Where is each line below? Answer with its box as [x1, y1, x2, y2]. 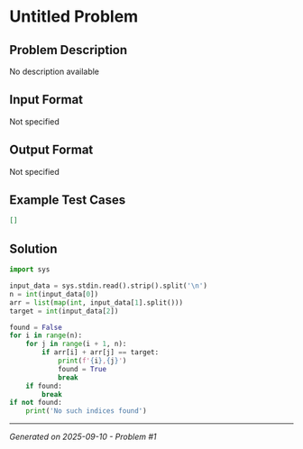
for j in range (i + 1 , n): [25, 340, 127, 349]
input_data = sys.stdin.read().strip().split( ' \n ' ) [9, 281, 207, 290]
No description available [9, 66, 100, 77]
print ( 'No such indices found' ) [25, 407, 147, 416]
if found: [25, 381, 63, 390]
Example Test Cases [9, 192, 126, 208]
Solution [9, 241, 58, 256]
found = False [9, 323, 63, 332]
